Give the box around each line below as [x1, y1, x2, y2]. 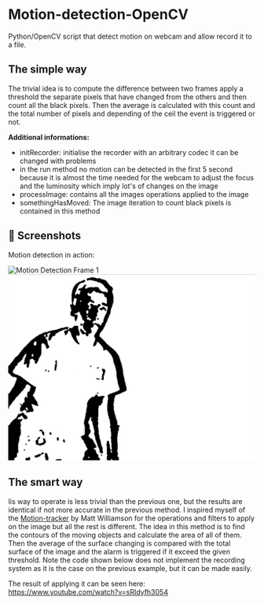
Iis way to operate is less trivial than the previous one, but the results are [8, 496, 243, 506]
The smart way [8, 476, 83, 489]
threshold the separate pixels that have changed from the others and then [8, 92, 247, 102]
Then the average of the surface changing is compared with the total [8, 538, 231, 548]
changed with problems [19, 156, 97, 165]
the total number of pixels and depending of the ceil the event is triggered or [8, 109, 255, 118]
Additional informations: [8, 132, 90, 142]
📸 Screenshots [8, 229, 82, 243]
